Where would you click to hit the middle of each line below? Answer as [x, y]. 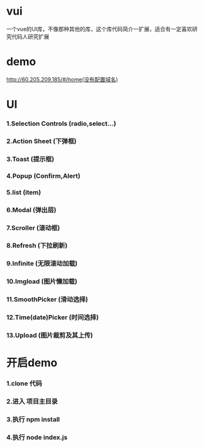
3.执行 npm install [33, 419]
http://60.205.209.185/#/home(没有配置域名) [62, 79]
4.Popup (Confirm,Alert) [43, 175]
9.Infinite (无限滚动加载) [42, 264]
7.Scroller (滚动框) [33, 227]
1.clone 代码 [24, 383]
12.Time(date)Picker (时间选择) [53, 317]
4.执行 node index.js [37, 437]
